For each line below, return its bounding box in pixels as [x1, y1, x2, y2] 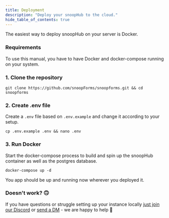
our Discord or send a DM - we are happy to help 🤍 [5, 206, 113, 213]
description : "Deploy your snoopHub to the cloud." [5, 12, 118, 17]
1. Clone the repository [5, 74, 63, 81]
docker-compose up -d [5, 168, 52, 173]
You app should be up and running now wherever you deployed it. [5, 176, 144, 183]
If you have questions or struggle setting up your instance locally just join [5, 201, 160, 207]
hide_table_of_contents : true [5, 17, 70, 22]
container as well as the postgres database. [5, 157, 97, 164]
